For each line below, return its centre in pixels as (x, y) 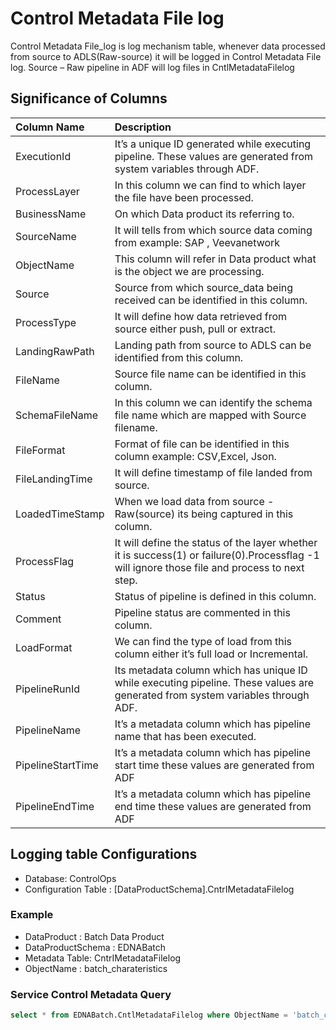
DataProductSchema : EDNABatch (95, 947)
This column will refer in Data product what (215, 259)
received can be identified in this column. (211, 300)
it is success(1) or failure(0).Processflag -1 (217, 555)
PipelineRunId (48, 689)
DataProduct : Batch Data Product (94, 936)
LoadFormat (44, 647)
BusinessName (51, 214)
